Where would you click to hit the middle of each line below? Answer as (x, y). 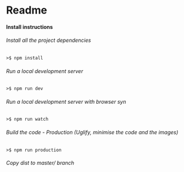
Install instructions (29, 27)
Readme (27, 10)
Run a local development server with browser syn (66, 101)
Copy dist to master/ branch (40, 163)
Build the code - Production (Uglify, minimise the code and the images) (92, 132)
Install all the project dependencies (48, 40)
